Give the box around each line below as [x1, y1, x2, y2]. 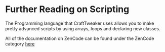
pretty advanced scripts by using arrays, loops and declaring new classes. [5, 25, 160, 31]
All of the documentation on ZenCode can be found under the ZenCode [5, 35, 154, 41]
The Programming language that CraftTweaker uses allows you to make [5, 20, 154, 26]
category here [5, 40, 35, 46]
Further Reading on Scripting [5, 4, 130, 15]
